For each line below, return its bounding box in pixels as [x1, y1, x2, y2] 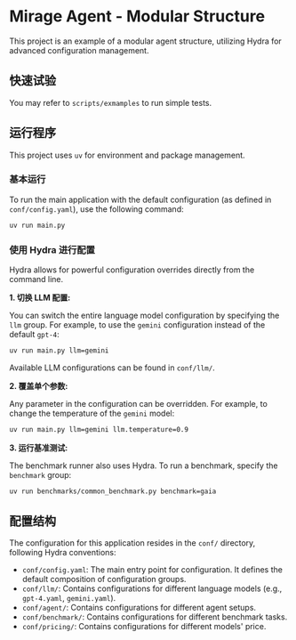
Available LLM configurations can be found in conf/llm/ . [9, 362, 215, 373]
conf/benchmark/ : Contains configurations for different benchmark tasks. [21, 612, 288, 622]
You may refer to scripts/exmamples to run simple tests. [9, 97, 212, 108]
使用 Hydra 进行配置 [9, 243, 96, 255]
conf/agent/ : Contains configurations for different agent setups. [21, 603, 256, 613]
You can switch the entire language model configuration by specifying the [9, 310, 280, 321]
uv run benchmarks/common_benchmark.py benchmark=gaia [9, 487, 217, 496]
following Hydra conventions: [9, 547, 116, 558]
